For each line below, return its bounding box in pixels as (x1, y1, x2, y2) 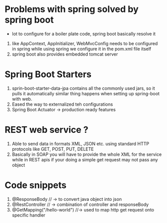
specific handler (11, 212, 45, 218)
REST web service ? (4, 124, 88, 136)
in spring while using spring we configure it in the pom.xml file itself (11, 46, 151, 52)
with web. (11, 96, 32, 102)
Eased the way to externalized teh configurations (11, 101, 113, 107)
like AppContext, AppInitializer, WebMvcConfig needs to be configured (11, 40, 158, 46)
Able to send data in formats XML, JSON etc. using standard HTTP (11, 140, 149, 146)
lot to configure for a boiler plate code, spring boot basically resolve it (11, 31, 156, 37)
